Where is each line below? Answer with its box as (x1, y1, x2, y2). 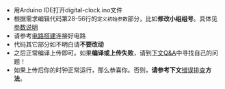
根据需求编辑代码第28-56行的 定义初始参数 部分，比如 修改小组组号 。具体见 (13, 14, 217, 23)
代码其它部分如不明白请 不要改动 (13, 40, 104, 48)
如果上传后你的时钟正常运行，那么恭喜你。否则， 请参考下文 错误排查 (13, 66, 206, 74)
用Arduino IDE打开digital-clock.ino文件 (13, 6, 123, 14)
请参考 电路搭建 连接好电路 (13, 31, 86, 40)
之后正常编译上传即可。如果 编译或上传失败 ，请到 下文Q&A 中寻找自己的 (13, 49, 213, 57)
